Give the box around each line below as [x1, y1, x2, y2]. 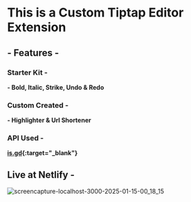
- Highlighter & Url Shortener [7, 116, 91, 125]
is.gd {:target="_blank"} [7, 149, 78, 157]
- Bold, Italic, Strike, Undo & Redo [7, 83, 104, 91]
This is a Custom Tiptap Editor [7, 5, 184, 21]
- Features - [7, 47, 60, 59]
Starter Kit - [7, 68, 48, 77]
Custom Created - [7, 100, 69, 110]
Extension [7, 19, 66, 35]
